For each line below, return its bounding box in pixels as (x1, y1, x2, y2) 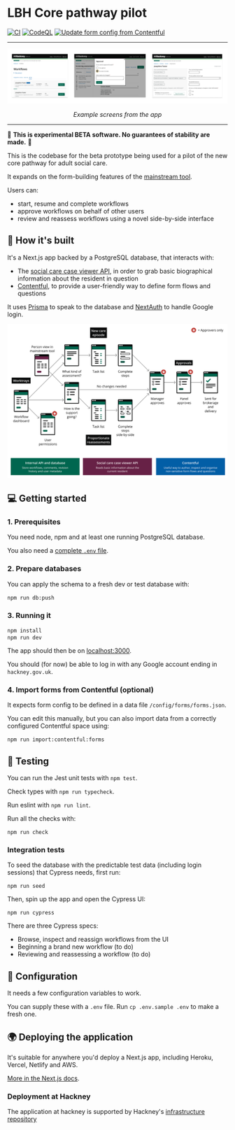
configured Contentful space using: (7, 722, 110, 730)
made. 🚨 (7, 138, 32, 146)
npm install (7, 627, 42, 634)
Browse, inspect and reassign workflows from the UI (17, 935, 169, 944)
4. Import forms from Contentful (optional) (7, 684, 154, 694)
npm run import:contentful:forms (7, 736, 105, 743)
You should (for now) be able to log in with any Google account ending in (7, 660, 218, 668)
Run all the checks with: (7, 814, 76, 823)
